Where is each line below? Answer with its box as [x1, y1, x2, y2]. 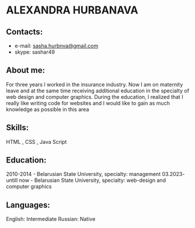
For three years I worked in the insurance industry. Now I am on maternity [6, 81, 183, 88]
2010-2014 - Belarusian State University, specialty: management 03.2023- [6, 171, 185, 178]
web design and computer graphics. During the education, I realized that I [6, 93, 183, 100]
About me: [6, 65, 46, 75]
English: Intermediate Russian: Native [6, 216, 96, 223]
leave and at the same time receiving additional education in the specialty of [6, 87, 190, 94]
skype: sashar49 [14, 49, 55, 56]
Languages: [6, 200, 51, 210]
